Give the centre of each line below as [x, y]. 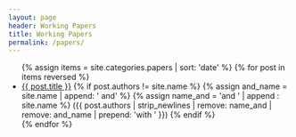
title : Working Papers [50, 34]
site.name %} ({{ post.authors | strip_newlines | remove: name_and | [147, 105]
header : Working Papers [53, 26]
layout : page [33, 17]
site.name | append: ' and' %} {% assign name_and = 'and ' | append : [150, 96]
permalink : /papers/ [47, 42]
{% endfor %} [47, 125]
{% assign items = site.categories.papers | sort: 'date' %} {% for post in [153, 68]
